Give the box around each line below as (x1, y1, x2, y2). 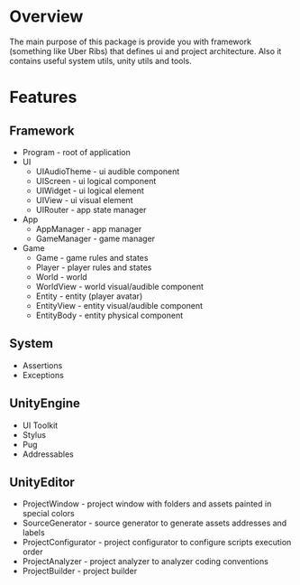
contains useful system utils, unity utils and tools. (9, 55, 192, 66)
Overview (9, 6, 84, 27)
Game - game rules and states (35, 252, 149, 263)
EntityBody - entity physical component (35, 310, 184, 320)
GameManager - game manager (35, 233, 156, 244)
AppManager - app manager (35, 223, 142, 234)
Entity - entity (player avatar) (35, 291, 143, 302)
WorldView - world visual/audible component (35, 281, 205, 292)
